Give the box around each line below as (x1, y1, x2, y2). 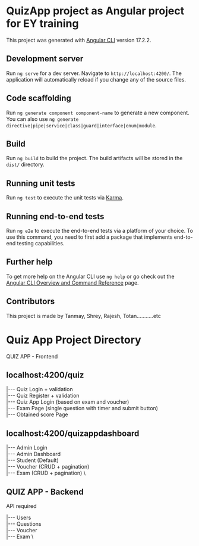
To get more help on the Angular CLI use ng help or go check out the (6, 273, 175, 280)
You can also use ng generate (6, 115, 79, 123)
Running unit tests (6, 178, 75, 188)
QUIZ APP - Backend (6, 486, 84, 497)
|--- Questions (6, 520, 42, 528)
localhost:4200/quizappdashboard (6, 428, 140, 438)
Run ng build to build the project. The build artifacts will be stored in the (6, 155, 183, 162)
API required (6, 503, 37, 510)
